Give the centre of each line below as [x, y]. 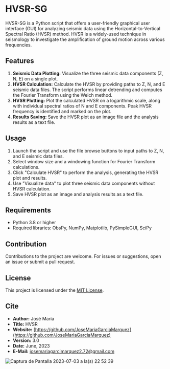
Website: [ [24, 329]
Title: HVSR [25, 324]
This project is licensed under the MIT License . [55, 290]
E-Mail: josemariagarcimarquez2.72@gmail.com [64, 351]
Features [20, 61]
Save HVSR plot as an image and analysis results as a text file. [78, 194]
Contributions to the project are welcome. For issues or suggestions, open [83, 256]
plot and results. [30, 178]
